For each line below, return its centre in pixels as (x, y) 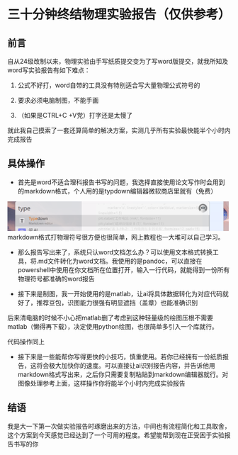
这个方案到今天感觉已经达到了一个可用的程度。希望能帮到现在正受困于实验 (116, 435)
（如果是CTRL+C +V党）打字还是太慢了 (75, 115)
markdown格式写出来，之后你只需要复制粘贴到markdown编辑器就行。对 (123, 374)
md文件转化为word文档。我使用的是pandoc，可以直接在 (120, 261)
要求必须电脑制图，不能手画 (58, 100)
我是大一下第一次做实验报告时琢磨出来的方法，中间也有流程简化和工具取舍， (119, 426)
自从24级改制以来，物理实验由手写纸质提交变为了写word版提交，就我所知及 (118, 61)
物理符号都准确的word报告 (56, 279)
